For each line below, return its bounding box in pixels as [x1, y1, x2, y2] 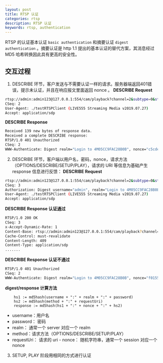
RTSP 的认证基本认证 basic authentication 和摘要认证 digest [5, 40, 129, 45]
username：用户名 [12, 312, 49, 318]
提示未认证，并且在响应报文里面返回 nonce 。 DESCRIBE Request [20, 87, 153, 93]
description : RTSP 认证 [5, 20, 52, 26]
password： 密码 [12, 318, 46, 324]
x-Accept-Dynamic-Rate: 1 [5, 224, 57, 229]
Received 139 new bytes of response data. [5, 129, 92, 134]
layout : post [5, 7, 32, 12]
